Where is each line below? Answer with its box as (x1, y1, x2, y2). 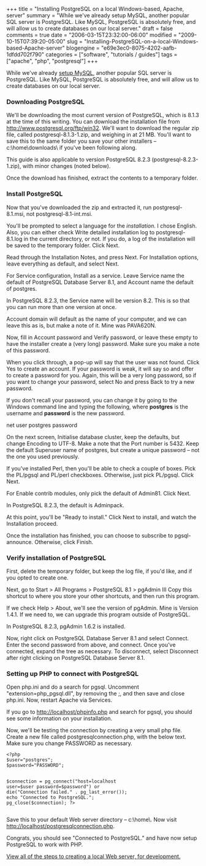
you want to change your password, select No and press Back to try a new (6, 378, 195, 385)
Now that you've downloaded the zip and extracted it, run (6, 204, 152, 211)
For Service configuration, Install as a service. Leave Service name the (6, 272, 185, 279)
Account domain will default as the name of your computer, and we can (6, 315, 187, 323)
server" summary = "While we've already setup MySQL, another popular (6, 12, 189, 19)
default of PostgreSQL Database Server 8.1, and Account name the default (6, 278, 194, 286)
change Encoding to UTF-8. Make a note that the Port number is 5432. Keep (6, 440, 199, 447)
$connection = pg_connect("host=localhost (6, 778, 116, 784)
